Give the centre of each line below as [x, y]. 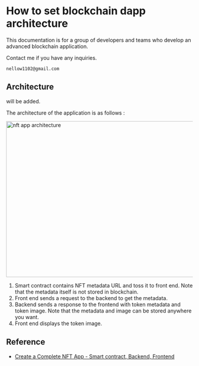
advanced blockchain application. [47, 46]
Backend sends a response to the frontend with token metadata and [97, 304]
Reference [26, 342]
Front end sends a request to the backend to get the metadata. [91, 298]
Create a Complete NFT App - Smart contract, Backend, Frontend [94, 356]
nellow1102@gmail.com [33, 69]
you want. [27, 317]
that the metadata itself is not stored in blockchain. [76, 292]
